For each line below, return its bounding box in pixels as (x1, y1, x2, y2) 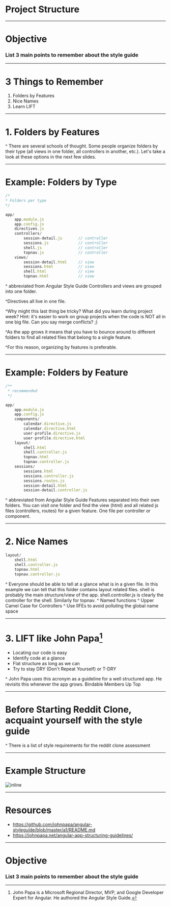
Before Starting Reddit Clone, (5, 704, 132, 715)
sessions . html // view (23, 264, 95, 269)
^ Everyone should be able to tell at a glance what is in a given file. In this (5, 581, 158, 587)
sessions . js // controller (23, 241, 108, 246)
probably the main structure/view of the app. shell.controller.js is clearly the (5, 592, 164, 598)
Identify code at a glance (12, 655, 65, 661)
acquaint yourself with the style (5, 715, 142, 726)
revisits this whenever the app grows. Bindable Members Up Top (5, 681, 141, 687)
